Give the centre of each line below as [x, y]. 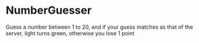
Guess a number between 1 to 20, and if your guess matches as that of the [99, 27]
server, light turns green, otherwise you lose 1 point [70, 33]
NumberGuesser [49, 10]
